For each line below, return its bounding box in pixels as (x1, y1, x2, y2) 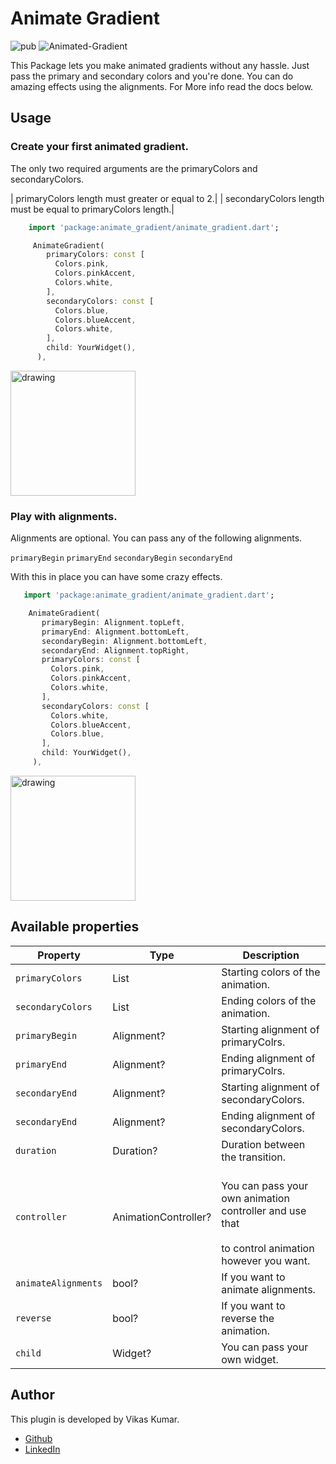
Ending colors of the (221, 993, 317, 1007)
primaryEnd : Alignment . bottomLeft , (41, 627, 190, 637)
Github (24, 1432, 53, 1444)
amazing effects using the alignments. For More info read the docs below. (10, 80, 314, 92)
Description (242, 948, 300, 962)
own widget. (221, 1352, 279, 1366)
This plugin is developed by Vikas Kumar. (10, 1413, 180, 1425)
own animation (221, 1191, 290, 1205)
